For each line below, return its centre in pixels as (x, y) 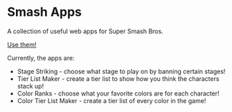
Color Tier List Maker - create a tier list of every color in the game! (111, 100)
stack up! (30, 86)
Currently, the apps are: (41, 58)
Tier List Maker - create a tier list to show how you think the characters (118, 78)
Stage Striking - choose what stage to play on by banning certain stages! (121, 71)
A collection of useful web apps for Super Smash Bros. (86, 31)
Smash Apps (44, 12)
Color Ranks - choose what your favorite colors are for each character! (118, 93)
